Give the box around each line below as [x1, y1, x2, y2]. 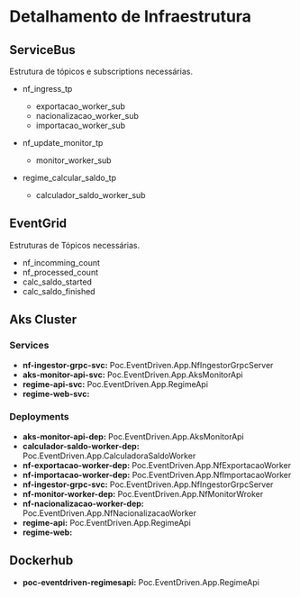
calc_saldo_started [22, 276, 93, 287]
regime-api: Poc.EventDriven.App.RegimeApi [22, 517, 191, 528]
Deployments [9, 411, 69, 423]
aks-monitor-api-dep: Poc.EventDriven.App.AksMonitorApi [22, 430, 245, 442]
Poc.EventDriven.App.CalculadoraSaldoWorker [22, 450, 196, 461]
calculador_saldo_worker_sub [35, 190, 146, 200]
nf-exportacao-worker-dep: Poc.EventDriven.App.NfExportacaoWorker [22, 459, 291, 470]
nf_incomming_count [22, 257, 101, 267]
